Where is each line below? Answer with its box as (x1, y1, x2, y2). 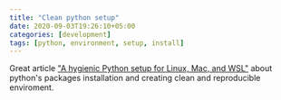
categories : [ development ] (9, 30, 111, 39)
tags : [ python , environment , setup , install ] (9, 38, 184, 48)
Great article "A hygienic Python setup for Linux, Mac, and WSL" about (9, 63, 273, 74)
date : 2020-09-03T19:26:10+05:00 (9, 22, 136, 31)
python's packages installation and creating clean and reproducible (9, 73, 261, 84)
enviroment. (9, 82, 54, 93)
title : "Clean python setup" (9, 13, 120, 23)
